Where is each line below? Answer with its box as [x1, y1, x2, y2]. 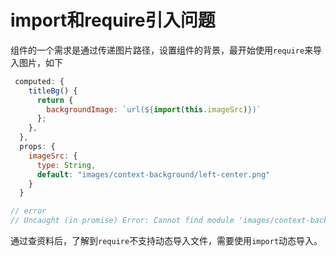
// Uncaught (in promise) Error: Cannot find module [10, 216, 235, 226]
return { [36, 95, 74, 105]
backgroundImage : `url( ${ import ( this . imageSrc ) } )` [46, 104, 262, 115]
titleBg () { [28, 86, 78, 96]
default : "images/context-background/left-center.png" [36, 169, 271, 180]
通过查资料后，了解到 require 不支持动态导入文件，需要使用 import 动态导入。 [10, 235, 323, 247]
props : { [19, 142, 56, 152]
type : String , [36, 160, 97, 170]
